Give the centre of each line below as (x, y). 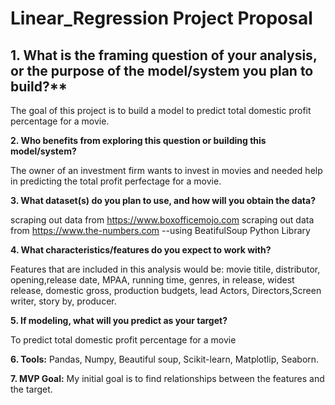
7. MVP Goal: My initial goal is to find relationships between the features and (167, 378)
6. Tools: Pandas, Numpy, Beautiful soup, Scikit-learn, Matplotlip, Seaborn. (165, 359)
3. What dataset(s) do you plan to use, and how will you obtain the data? (163, 200)
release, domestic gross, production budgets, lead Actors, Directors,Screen (166, 290)
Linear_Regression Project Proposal (161, 18)
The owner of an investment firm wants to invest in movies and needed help (166, 170)
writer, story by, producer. (63, 301)
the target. (31, 389)
